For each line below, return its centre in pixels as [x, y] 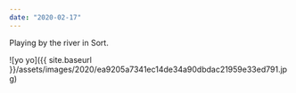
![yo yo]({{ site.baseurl [50, 59]
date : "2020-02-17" [45, 17]
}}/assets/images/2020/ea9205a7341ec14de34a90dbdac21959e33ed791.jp [148, 69]
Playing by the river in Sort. [59, 43]
